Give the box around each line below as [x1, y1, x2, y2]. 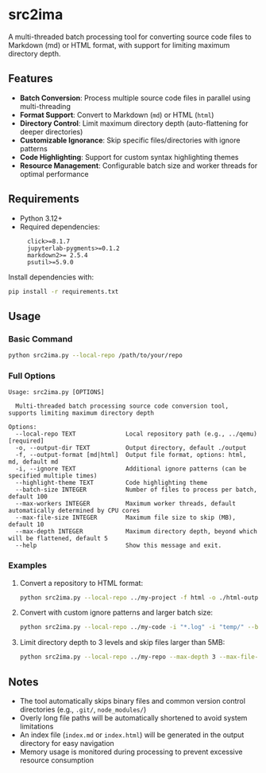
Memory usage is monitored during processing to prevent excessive [19, 747, 244, 757]
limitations [19, 722, 54, 732]
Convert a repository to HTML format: [19, 578, 144, 588]
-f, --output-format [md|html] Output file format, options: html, [15, 451, 247, 459]
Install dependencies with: [8, 272, 94, 282]
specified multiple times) [8, 472, 98, 480]
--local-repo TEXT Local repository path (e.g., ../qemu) [15, 430, 258, 439]
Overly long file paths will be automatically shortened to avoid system [19, 713, 248, 723]
